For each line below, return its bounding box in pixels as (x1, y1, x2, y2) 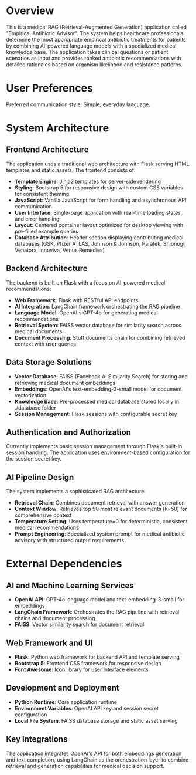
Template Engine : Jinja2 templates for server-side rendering (14, 178, 161, 185)
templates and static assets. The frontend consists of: (6, 166, 136, 174)
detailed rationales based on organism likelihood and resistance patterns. (6, 60, 183, 68)
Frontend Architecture (6, 145, 89, 155)
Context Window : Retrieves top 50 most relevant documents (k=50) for (14, 506, 188, 513)
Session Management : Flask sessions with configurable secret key (14, 410, 177, 417)
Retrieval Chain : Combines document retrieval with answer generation (14, 499, 185, 506)
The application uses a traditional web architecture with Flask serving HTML (6, 160, 190, 167)
